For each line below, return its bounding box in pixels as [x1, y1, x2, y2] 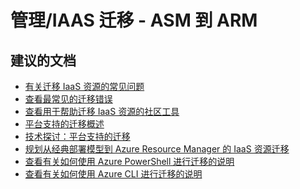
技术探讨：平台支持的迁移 [24, 131, 131, 142]
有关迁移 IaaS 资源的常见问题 [24, 81, 145, 92]
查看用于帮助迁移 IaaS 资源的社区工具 [24, 106, 180, 117]
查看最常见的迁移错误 [24, 93, 113, 105]
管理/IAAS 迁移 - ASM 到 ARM [10, 9, 258, 32]
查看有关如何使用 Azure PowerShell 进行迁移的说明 [24, 156, 235, 167]
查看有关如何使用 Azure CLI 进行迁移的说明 [24, 168, 203, 180]
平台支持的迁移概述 [24, 118, 105, 130]
